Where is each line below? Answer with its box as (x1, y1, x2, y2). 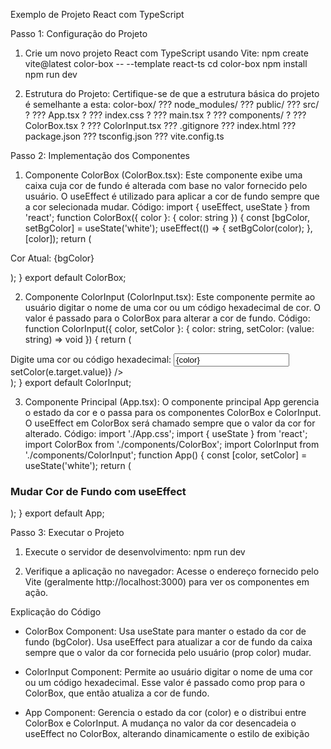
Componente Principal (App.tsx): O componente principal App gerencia (24, 396, 320, 408)
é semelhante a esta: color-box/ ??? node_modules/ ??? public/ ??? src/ (24, 99, 320, 110)
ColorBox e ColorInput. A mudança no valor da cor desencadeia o (24, 717, 297, 729)
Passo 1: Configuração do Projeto (10, 28, 148, 39)
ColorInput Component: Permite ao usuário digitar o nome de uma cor (24, 666, 313, 678)
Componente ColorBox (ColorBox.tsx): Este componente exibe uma (24, 169, 303, 181)
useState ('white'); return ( (24, 460, 132, 471)
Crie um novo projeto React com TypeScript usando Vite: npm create (24, 47, 309, 59)
